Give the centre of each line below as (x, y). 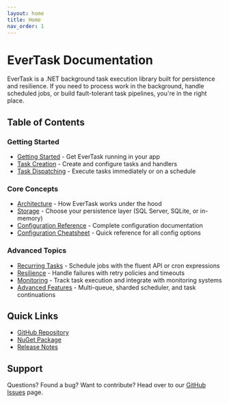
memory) (30, 218)
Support (25, 368)
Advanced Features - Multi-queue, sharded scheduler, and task (106, 287)
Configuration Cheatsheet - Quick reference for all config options (109, 233)
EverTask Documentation (80, 60)
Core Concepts (33, 189)
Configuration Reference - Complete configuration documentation (110, 226)
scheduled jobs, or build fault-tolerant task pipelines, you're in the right (107, 94)
